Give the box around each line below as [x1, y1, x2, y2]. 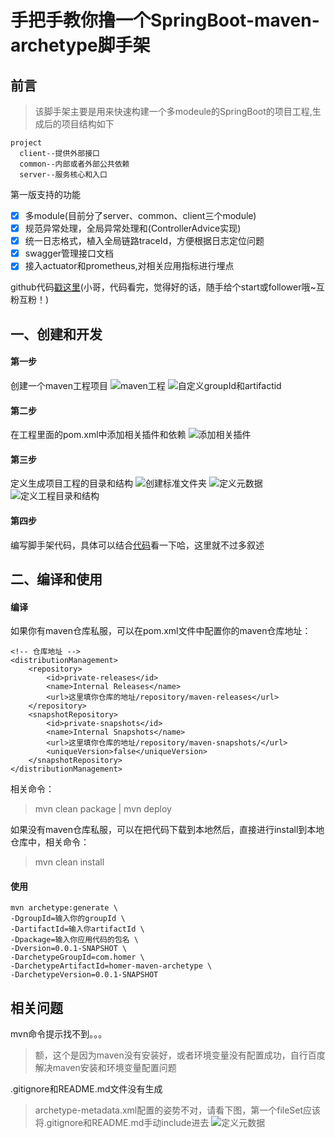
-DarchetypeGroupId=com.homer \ [10, 952, 145, 963]
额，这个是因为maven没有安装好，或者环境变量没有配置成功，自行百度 [34, 1049, 326, 1061]
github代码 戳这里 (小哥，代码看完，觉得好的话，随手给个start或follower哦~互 [10, 281, 325, 293]
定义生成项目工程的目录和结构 [10, 477, 133, 490]
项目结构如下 [61, 118, 115, 130]
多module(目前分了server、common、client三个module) [24, 210, 257, 221]
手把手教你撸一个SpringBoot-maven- [10, 9, 320, 32]
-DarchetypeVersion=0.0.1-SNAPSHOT [10, 970, 159, 980]
